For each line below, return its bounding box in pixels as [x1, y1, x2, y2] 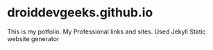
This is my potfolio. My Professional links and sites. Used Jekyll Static [7, 27, 206, 36]
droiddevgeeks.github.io [7, 5, 153, 21]
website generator [7, 34, 60, 42]
